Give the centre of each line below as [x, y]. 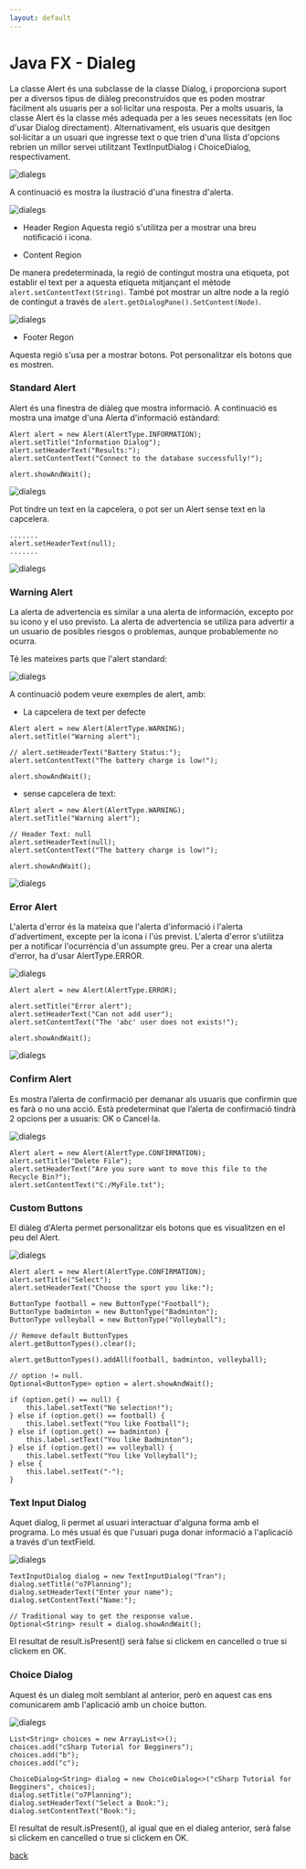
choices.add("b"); [44, 1755]
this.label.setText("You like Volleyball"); [112, 1456]
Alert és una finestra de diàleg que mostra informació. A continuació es [143, 408]
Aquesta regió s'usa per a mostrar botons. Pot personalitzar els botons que [151, 355]
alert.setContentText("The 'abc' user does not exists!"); [124, 1023]
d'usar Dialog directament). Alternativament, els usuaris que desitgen [140, 127]
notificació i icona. [57, 237]
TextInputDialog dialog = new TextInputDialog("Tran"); [118, 1577]
